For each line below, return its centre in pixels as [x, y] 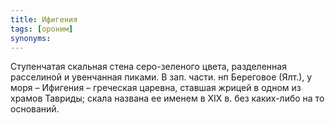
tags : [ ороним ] [42, 29]
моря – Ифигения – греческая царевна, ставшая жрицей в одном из [156, 88]
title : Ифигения [44, 19]
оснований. [35, 109]
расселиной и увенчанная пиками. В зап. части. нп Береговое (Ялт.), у [161, 77]
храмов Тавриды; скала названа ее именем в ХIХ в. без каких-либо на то [167, 98]
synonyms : [31, 38]
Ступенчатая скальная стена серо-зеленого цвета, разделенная [148, 67]
